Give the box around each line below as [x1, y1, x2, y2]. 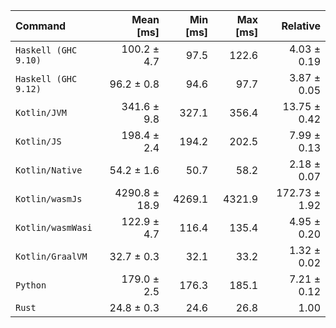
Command [15, 19, 67, 33]
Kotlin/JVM [15, 107, 67, 118]
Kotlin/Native [15, 165, 83, 176]
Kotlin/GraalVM [15, 251, 88, 262]
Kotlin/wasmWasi [15, 222, 93, 233]
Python [15, 280, 47, 291]
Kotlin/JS [15, 136, 62, 147]
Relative [281, 19, 321, 33]
